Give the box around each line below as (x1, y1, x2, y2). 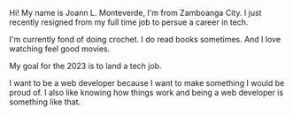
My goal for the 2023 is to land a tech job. (9, 61, 162, 71)
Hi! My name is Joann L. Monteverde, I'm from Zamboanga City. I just (9, 8, 262, 18)
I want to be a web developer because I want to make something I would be (9, 78, 285, 88)
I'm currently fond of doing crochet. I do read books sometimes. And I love (9, 35, 281, 44)
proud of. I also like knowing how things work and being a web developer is (9, 88, 284, 97)
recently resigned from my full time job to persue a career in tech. (9, 17, 249, 27)
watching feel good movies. (9, 43, 111, 54)
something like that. (9, 97, 81, 107)
